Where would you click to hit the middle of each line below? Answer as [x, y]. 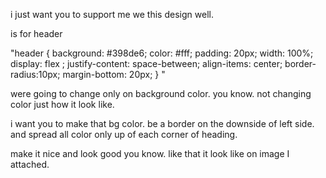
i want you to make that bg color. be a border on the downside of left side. [162, 123]
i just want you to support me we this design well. [112, 14]
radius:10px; [35, 74]
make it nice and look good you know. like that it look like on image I [150, 153]
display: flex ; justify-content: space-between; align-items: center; [146, 63]
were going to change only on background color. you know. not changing [161, 93]
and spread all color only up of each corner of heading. [124, 134]
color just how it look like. [62, 104]
